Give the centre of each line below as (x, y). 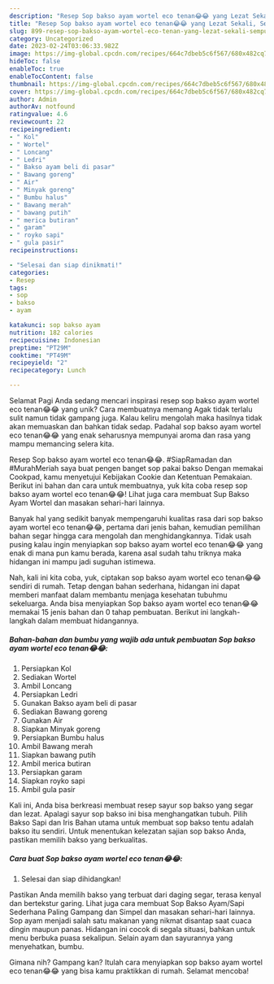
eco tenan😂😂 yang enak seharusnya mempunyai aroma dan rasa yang (130, 435)
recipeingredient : (40, 129)
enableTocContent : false (51, 76)
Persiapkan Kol (46, 668)
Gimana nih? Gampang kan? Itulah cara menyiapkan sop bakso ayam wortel (136, 962)
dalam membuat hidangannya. (88, 620)
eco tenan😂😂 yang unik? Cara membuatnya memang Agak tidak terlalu (131, 409)
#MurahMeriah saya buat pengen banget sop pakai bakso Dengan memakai (136, 468)
